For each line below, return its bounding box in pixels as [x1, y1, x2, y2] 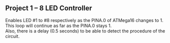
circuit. [5, 33, 20, 39]
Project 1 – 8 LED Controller [5, 4, 92, 12]
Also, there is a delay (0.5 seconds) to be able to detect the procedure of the [5, 27, 165, 34]
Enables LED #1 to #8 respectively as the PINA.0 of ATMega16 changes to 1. [5, 17, 163, 23]
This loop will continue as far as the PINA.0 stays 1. [5, 22, 112, 28]
